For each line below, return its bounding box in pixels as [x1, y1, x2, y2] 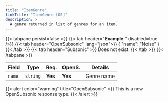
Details [91, 64, 109, 71]
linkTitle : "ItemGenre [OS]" [5, 12, 68, 17]
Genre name [85, 72, 115, 80]
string [25, 73, 41, 79]
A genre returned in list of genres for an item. [10, 21, 118, 27]
